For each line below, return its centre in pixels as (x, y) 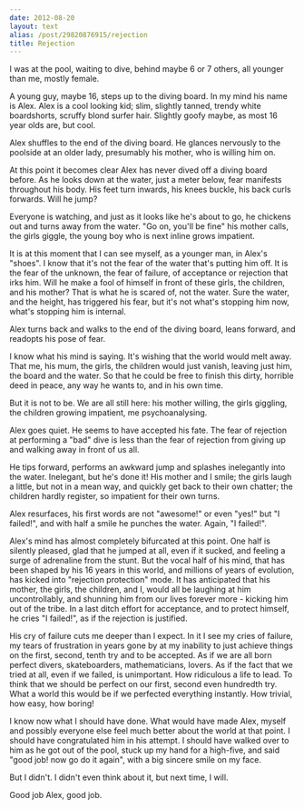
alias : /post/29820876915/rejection (78, 35)
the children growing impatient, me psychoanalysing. (108, 413)
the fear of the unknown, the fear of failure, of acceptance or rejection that (149, 273)
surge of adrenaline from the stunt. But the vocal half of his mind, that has (147, 561)
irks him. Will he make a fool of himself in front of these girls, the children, (147, 283)
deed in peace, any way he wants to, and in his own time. (117, 385)
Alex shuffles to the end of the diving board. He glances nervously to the (145, 143)
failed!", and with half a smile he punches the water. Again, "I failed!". (138, 524)
